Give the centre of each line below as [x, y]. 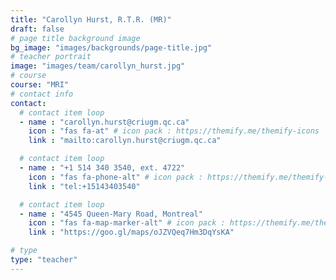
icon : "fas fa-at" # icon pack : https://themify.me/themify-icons [174, 131]
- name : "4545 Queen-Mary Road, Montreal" [111, 214]
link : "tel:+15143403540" [84, 186]
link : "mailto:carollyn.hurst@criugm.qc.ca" [125, 141]
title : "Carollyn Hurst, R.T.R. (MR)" [91, 19]
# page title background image [75, 38]
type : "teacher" [44, 260]
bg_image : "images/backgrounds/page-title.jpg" [111, 47]
